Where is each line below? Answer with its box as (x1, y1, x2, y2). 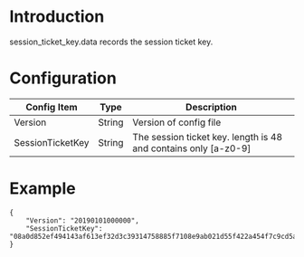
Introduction (9, 6, 105, 27)
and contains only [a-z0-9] (132, 142, 252, 155)
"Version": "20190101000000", (25, 215, 140, 225)
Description (185, 100, 238, 113)
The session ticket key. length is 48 (132, 130, 283, 143)
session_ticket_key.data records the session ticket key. (9, 36, 214, 47)
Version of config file (132, 116, 222, 128)
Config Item (25, 100, 79, 113)
